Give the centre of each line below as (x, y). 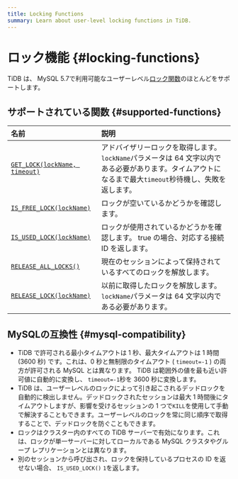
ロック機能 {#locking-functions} (104, 58)
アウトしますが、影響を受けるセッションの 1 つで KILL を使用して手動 (129, 406)
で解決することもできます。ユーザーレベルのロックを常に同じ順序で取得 (123, 415)
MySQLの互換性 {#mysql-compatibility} (97, 334)
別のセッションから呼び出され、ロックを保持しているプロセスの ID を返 (122, 459)
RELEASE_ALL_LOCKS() (45, 267)
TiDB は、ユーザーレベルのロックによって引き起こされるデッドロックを (121, 388)
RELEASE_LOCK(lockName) (51, 296)
